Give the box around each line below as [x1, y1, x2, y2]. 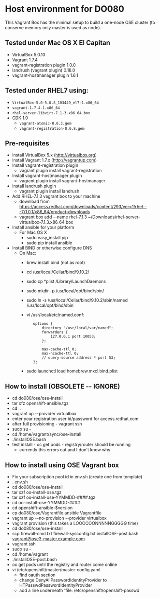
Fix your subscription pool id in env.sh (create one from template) [12, 474, 143, 479]
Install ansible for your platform [12, 225, 74, 230]
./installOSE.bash [12, 437, 46, 442]
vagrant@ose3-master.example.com [12, 536, 85, 542]
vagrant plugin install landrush [19, 188, 80, 194]
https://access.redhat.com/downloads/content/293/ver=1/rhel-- [19, 204, 147, 210]
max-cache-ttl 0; [42, 347, 77, 352]
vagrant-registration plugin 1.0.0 [12, 62, 76, 68]
